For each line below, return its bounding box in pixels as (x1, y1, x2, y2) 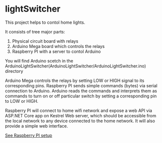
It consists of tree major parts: (5, 29, 65, 34)
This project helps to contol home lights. (5, 19, 85, 25)
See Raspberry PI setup (5, 132, 52, 138)
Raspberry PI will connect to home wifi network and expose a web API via (5, 108, 152, 113)
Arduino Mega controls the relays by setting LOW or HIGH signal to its (5, 78, 145, 83)
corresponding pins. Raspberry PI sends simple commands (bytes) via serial (5, 82, 158, 88)
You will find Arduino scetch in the (5, 58, 74, 64)
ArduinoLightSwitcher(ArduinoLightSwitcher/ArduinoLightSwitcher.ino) (5, 63, 146, 69)
